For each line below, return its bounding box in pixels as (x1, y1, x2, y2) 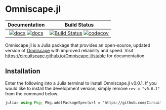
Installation (5, 67, 41, 75)
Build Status (64, 21, 94, 28)
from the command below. (5, 90, 59, 97)
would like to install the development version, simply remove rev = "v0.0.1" (5, 85, 160, 91)
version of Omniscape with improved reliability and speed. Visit (5, 47, 134, 53)
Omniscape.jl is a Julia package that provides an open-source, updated (5, 42, 151, 48)
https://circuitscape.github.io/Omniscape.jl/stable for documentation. (5, 53, 146, 59)
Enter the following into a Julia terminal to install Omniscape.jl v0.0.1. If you (5, 80, 157, 86)
